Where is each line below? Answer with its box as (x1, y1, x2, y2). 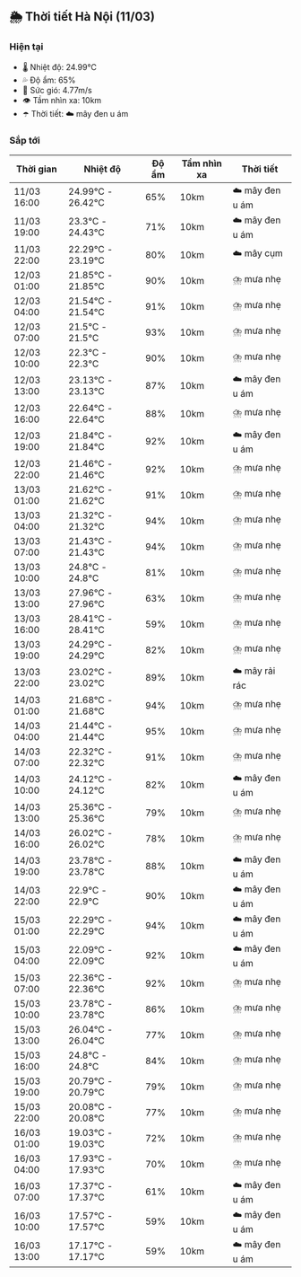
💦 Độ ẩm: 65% (21, 75, 76, 85)
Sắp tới (9, 134, 40, 146)
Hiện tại (9, 40, 44, 53)
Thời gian (16, 163, 58, 175)
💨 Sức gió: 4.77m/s (21, 84, 92, 95)
